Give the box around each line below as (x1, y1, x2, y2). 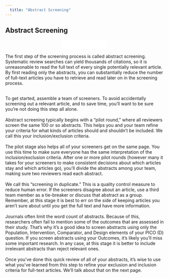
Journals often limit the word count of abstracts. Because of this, (5, 213, 140, 220)
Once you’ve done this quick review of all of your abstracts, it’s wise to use (5, 256, 161, 263)
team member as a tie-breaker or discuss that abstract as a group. (5, 192, 143, 198)
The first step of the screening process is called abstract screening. (5, 54, 146, 60)
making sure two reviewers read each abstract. (5, 170, 103, 177)
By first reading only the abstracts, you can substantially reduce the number (5, 69, 163, 76)
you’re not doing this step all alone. (5, 106, 78, 112)
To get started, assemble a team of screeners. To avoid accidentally (5, 96, 146, 102)
